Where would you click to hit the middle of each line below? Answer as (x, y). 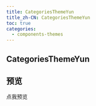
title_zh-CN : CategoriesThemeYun (48, 18)
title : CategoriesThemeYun (40, 12)
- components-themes (37, 35)
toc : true (19, 23)
